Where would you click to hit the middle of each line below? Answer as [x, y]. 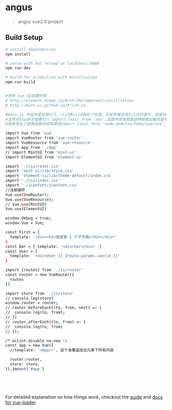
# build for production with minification [51, 77]
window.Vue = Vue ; [25, 223]
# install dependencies [31, 49]
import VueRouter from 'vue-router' [44, 138]
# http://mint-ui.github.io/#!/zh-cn [46, 105]
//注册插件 [15, 190]
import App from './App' [32, 147]
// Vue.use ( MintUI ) [26, 204]
